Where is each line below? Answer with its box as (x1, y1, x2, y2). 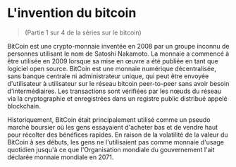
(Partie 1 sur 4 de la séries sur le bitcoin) (24, 28, 142, 37)
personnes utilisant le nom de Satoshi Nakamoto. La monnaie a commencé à (7, 49, 230, 58)
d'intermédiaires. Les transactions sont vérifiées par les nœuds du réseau (7, 87, 222, 95)
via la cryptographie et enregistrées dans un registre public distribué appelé (7, 94, 228, 103)
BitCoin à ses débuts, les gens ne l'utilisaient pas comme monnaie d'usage (7, 137, 224, 146)
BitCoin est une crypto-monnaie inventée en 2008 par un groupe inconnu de (7, 42, 230, 50)
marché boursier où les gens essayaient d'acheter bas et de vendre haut (7, 123, 218, 131)
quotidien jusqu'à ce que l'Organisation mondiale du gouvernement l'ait (7, 145, 215, 154)
